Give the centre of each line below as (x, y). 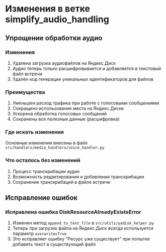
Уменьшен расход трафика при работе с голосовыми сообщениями (86, 103)
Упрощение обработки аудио (54, 38)
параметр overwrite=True (39, 233)
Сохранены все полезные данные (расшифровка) (66, 119)
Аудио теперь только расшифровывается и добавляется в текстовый (87, 68)
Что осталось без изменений (43, 160)
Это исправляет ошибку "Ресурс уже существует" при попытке (81, 239)
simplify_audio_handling (57, 19)
